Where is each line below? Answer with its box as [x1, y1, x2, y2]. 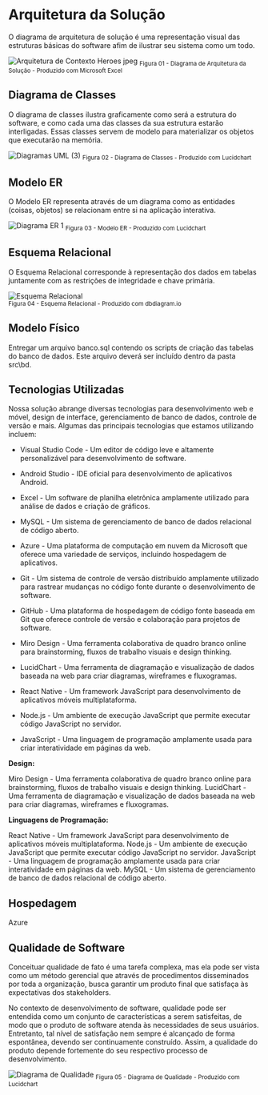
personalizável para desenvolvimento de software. [19, 454, 186, 463]
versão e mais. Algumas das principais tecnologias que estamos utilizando [8, 421, 254, 431]
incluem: [8, 430, 37, 439]
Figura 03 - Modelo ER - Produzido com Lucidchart [65, 224, 206, 232]
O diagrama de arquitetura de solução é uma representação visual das [8, 32, 241, 42]
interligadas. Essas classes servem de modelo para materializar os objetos [8, 126, 254, 136]
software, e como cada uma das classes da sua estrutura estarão [8, 118, 224, 127]
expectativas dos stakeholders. [8, 988, 111, 997]
